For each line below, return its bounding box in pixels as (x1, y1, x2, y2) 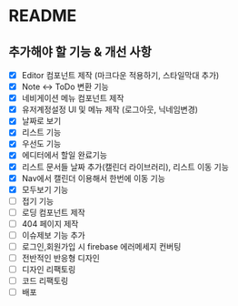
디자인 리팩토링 (21, 264, 76, 275)
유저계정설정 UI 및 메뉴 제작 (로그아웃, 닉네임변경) (21, 104, 199, 115)
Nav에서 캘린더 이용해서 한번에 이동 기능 (21, 172, 165, 183)
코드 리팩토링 (21, 275, 69, 287)
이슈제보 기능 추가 (21, 229, 85, 240)
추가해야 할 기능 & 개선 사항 (8, 44, 152, 59)
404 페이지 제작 (21, 218, 79, 229)
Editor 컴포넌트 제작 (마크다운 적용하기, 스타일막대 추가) (21, 70, 220, 80)
